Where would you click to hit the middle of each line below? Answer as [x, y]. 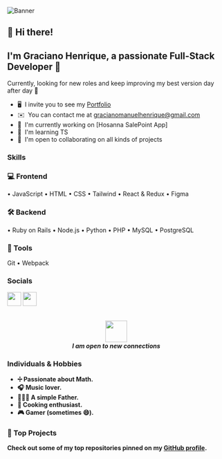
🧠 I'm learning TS [43, 132]
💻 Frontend [27, 176]
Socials [20, 281]
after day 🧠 [23, 91]
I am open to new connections [116, 346]
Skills [17, 158]
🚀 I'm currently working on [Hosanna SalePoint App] [92, 125]
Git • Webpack [28, 263]
